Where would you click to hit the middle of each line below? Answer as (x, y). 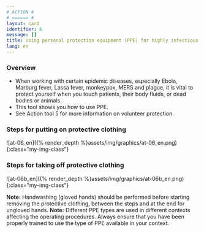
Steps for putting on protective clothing (66, 129)
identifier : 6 (25, 29)
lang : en (17, 47)
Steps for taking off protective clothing (65, 165)
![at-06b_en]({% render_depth (44, 178)
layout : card (23, 23)
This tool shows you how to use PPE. (62, 107)
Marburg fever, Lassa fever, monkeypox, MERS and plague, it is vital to (104, 88)
